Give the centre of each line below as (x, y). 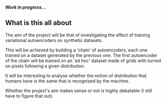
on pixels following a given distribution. (45, 66)
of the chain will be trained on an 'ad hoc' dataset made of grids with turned (83, 60)
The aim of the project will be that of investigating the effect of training (78, 35)
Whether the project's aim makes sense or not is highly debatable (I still (79, 90)
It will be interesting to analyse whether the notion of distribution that (76, 75)
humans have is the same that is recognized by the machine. (67, 81)
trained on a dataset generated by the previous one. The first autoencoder (82, 55)
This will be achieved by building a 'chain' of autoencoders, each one (77, 50)
